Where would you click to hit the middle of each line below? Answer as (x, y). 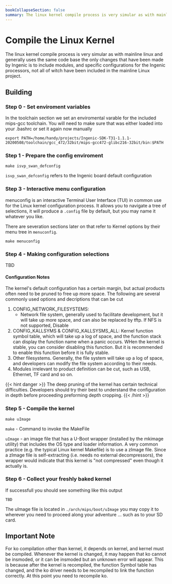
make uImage (18, 419)
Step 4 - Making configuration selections (57, 254)
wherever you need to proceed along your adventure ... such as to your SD (84, 514)
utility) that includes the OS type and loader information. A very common (82, 444)
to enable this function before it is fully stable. (61, 353)
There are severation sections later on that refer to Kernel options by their (83, 226)
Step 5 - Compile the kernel (40, 409)
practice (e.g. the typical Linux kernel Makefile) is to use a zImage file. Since (86, 449)
